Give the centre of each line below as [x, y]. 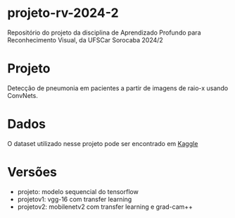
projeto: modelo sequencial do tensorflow [78, 191]
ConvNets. [23, 95]
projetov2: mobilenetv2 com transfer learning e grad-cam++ [105, 207]
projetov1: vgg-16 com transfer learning [75, 199]
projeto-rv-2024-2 [63, 13]
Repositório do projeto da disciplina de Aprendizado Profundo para [104, 32]
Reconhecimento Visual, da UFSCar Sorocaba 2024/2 [85, 40]
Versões [32, 172]
